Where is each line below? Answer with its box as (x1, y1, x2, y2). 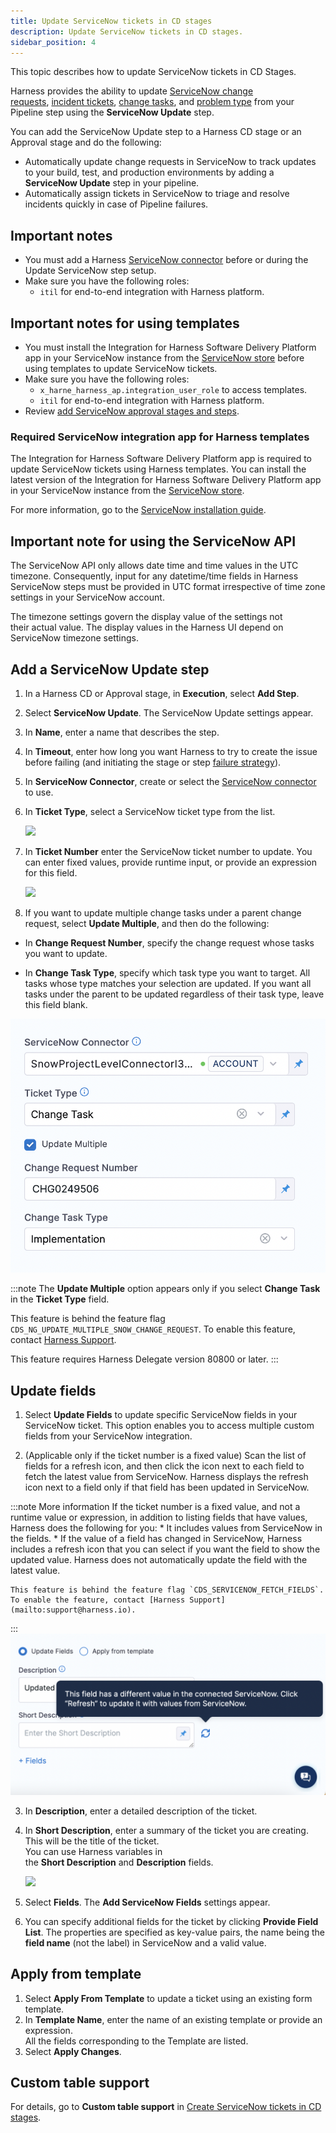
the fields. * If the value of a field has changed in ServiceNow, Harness (10, 1532, 303, 1544)
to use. (24, 786, 54, 798)
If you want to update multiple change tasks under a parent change (24, 906, 302, 919)
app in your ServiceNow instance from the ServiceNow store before (24, 352, 305, 364)
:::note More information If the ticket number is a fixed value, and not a (10, 1500, 301, 1512)
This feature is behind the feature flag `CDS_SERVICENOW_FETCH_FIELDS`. (10, 1585, 325, 1595)
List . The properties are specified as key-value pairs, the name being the (24, 1926, 325, 1938)
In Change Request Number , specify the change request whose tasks (24, 936, 315, 949)
